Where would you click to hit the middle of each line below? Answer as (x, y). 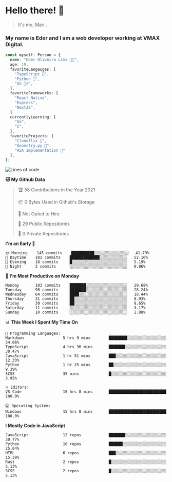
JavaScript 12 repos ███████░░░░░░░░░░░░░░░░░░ (86, 435)
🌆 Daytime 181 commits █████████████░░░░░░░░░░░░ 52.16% (77, 258)
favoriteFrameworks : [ (34, 93)
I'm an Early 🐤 (20, 244)
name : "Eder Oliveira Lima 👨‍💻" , (45, 60)
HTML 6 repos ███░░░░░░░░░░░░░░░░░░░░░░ (86, 453)
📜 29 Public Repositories (44, 224)
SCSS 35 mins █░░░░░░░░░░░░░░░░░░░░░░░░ (86, 374)
